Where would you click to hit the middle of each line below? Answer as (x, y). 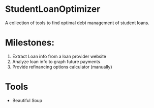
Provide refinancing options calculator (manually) (62, 67)
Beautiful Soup (27, 100)
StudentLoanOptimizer (53, 9)
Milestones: (30, 43)
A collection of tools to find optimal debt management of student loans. (77, 23)
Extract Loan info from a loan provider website (59, 56)
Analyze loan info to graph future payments (56, 61)
